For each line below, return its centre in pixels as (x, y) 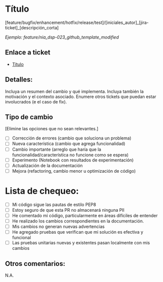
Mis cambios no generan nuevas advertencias (58, 226)
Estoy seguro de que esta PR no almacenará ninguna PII (68, 210)
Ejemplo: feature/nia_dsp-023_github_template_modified (62, 37)
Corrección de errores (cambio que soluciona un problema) (72, 138)
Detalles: (19, 80)
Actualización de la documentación (47, 165)
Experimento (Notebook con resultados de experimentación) (73, 160)
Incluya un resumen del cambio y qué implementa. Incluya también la (74, 91)
